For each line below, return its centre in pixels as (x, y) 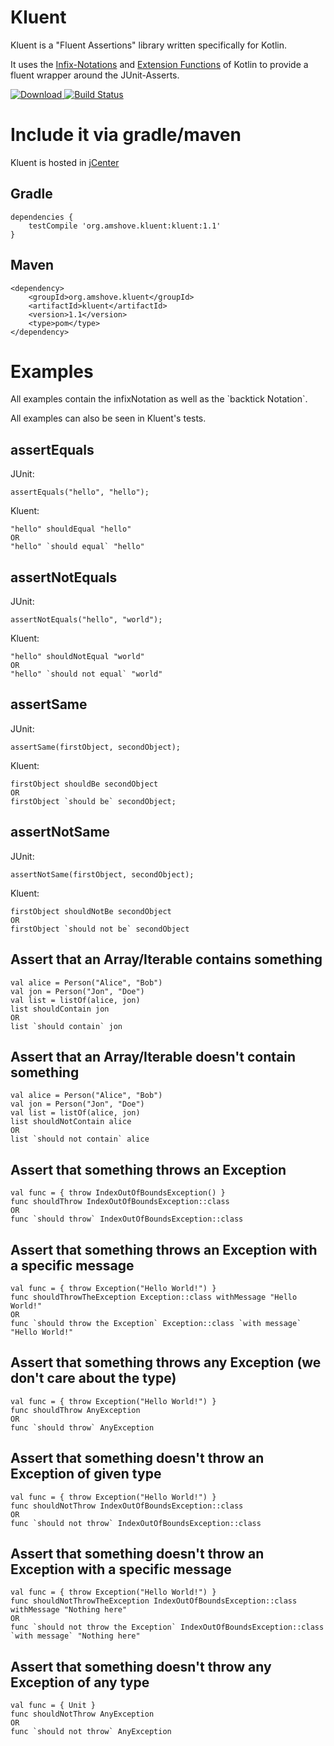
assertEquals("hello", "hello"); (80, 492)
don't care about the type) (93, 1378)
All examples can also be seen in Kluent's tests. (108, 418)
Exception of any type (80, 1682)
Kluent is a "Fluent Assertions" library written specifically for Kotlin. (148, 45)
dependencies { (42, 217)
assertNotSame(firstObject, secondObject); (102, 874)
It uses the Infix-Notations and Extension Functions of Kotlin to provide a (159, 64)
